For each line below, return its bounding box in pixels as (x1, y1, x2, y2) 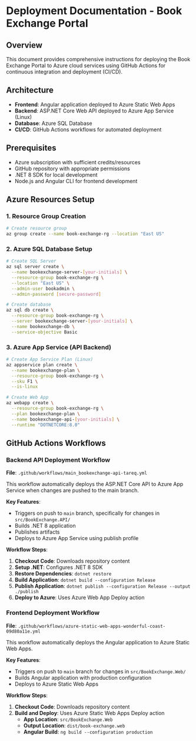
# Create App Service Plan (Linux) (6, 356, 94, 363)
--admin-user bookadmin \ (11, 286, 75, 292)
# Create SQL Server (6, 258, 57, 264)
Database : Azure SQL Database (14, 120, 92, 127)
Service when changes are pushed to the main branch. (6, 487, 139, 494)
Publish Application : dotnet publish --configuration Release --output (14, 583, 191, 590)
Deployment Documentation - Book (6, 4, 182, 18)
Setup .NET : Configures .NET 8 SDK (14, 564, 103, 571)
